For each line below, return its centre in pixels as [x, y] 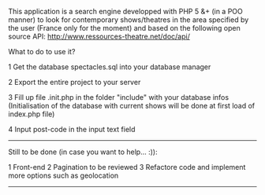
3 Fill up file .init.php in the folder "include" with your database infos [119, 97]
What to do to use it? [42, 52]
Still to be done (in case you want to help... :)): [83, 152]
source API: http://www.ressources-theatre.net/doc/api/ [99, 36]
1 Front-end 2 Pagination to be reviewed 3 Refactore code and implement [127, 167]
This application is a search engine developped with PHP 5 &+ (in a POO [125, 11]
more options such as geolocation [63, 175]
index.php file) [32, 114]
